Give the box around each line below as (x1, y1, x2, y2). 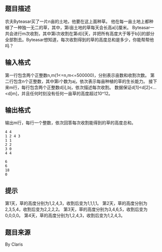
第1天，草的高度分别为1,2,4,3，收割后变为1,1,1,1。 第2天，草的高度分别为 (5, 200, 147, 206)
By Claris (5, 241, 23, 247)
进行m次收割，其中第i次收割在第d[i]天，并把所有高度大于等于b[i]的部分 (13, 31, 155, 36)
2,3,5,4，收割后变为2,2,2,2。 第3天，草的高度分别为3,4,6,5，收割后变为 (5, 206, 148, 213)
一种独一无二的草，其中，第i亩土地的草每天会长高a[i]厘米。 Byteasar (13, 24, 150, 30)
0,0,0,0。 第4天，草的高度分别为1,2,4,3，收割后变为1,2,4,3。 (5, 213, 125, 218)
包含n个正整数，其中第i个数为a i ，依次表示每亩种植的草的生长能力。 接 (13, 78, 153, 84)
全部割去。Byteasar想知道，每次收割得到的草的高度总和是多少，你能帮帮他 (5, 36, 154, 42)
